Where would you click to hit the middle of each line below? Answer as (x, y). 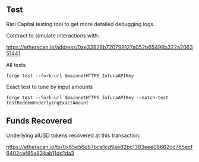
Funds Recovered (39, 121)
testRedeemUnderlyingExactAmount (48, 103)
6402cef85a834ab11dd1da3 (40, 153)
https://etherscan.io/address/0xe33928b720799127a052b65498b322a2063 (99, 47)
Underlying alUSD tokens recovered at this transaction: (73, 135)
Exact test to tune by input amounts (50, 87)
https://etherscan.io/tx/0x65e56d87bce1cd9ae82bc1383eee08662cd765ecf (99, 147)
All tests (16, 65)
